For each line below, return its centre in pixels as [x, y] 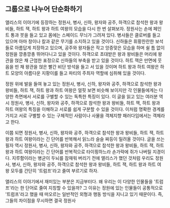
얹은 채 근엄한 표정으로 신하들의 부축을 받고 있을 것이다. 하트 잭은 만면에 [86, 60]
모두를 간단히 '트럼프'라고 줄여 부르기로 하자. [55, 170]
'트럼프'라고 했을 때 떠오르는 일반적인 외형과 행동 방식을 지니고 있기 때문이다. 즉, [84, 194]
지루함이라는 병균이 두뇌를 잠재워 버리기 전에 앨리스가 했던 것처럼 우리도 [83, 158]
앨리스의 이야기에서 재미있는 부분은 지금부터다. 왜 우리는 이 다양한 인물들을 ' [80, 181]
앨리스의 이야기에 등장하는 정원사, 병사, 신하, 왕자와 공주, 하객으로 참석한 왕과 [82, 22]
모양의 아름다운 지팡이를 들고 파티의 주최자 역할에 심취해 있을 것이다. [78, 73]
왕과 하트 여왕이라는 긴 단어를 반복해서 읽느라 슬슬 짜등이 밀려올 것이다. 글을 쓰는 [85, 139]
